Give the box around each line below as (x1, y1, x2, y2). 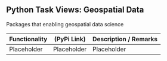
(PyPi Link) (54, 35, 86, 43)
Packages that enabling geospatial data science (6, 20, 124, 28)
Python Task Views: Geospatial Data (6, 5, 144, 15)
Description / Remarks (92, 35, 158, 43)
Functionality (9, 35, 48, 43)
